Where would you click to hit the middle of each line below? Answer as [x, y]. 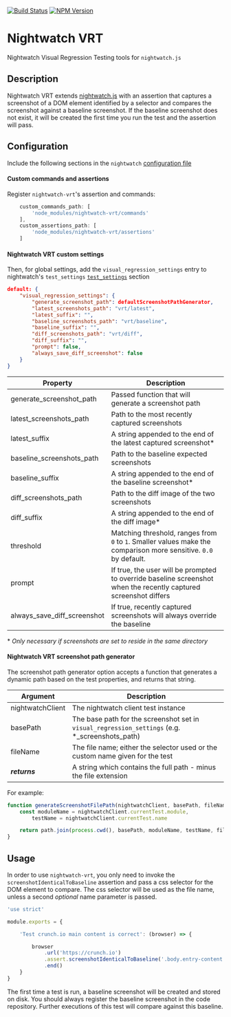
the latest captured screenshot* [163, 442]
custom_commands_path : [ [55, 206]
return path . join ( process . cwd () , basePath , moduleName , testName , [117, 831]
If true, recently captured [151, 606]
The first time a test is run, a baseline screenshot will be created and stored [114, 992]
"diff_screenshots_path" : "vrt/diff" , [87, 334]
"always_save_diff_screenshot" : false [87, 353]
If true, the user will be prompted [164, 569]
